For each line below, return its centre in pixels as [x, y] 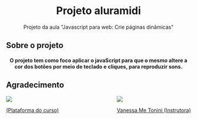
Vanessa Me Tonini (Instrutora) [154, 110]
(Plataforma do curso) [33, 110]
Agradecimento [35, 85]
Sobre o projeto [35, 45]
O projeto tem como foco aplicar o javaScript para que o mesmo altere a [98, 60]
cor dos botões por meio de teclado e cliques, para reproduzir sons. [98, 66]
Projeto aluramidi [98, 11]
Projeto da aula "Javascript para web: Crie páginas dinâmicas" [98, 27]
